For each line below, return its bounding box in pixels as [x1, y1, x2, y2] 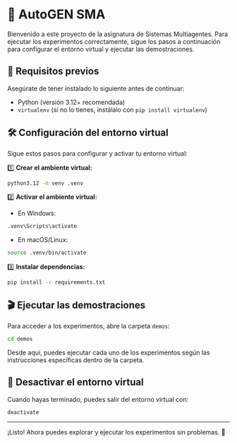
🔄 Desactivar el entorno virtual [7, 376, 144, 389]
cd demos [7, 335, 33, 343]
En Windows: [17, 209, 56, 218]
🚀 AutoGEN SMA [7, 6, 106, 23]
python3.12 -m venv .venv [7, 180, 83, 187]
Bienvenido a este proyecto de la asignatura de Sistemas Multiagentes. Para [7, 30, 229, 38]
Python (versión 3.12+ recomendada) [17, 98, 126, 106]
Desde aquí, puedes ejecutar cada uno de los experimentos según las [7, 348, 210, 357]
